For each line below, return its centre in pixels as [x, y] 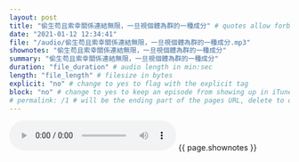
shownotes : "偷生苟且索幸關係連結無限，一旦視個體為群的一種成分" [118, 51]
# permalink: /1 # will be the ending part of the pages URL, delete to [147, 100]
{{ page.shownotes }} [217, 148]
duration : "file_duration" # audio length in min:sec [111, 68]
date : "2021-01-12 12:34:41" [63, 34]
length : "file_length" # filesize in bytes [91, 76]
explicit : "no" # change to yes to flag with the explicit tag [129, 84]
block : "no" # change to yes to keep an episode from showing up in [139, 92]
